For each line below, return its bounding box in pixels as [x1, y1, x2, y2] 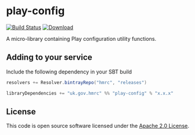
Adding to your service [6, 52, 93, 63]
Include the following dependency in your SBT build [6, 68, 132, 75]
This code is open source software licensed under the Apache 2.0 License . [6, 123, 190, 130]
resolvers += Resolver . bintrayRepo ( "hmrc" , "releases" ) [6, 79, 147, 85]
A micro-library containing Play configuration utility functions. [6, 35, 157, 42]
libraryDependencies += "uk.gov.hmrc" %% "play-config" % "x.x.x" [6, 90, 174, 96]
